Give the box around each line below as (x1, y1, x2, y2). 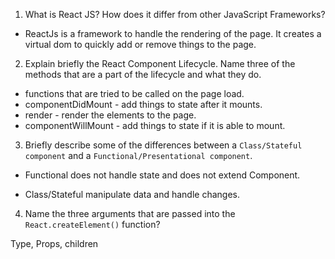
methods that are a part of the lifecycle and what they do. (24, 69, 262, 80)
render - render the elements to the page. (24, 109, 197, 121)
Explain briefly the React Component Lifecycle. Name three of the (24, 58, 296, 69)
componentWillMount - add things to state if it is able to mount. (24, 120, 286, 131)
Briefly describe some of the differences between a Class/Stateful (24, 139, 303, 151)
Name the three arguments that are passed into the (24, 208, 236, 219)
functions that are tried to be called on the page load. (24, 88, 245, 99)
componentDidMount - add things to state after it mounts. (24, 99, 263, 110)
